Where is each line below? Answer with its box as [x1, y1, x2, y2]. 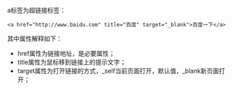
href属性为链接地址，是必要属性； [17, 50, 115, 57]
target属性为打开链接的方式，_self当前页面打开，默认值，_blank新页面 [17, 67, 220, 75]
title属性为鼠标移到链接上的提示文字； [17, 58, 126, 66]
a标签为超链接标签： [7, 6, 66, 14]
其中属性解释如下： [7, 34, 63, 43]
